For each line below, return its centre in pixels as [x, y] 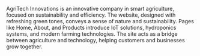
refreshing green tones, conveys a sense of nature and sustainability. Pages [100, 21]
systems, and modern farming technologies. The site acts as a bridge [92, 34]
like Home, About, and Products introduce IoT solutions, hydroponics [91, 27]
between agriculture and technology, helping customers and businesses [95, 40]
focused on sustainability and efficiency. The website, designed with [91, 15]
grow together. [25, 46]
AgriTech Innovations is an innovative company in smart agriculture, [90, 9]
